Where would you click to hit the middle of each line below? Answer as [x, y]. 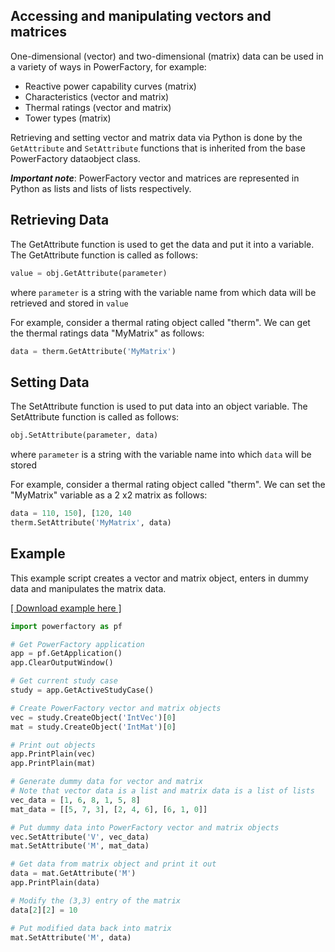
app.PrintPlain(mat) [53, 764]
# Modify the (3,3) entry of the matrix [96, 900]
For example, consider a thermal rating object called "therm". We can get [160, 322]
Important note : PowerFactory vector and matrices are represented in [155, 178]
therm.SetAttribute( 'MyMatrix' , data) [91, 522]
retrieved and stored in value [69, 303]
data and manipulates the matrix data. [88, 588]
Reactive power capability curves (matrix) [110, 86]
